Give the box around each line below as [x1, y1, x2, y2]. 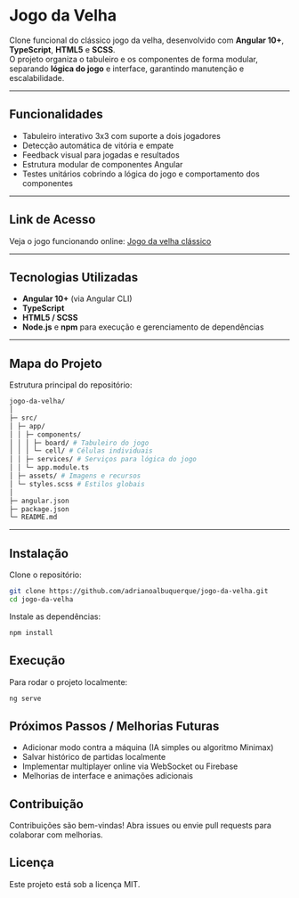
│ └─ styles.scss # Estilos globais [9, 479, 145, 488]
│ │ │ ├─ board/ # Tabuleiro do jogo [9, 438, 149, 447]
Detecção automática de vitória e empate [21, 140, 174, 151]
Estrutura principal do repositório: [9, 380, 133, 390]
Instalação [9, 545, 69, 561]
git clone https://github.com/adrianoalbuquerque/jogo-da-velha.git [9, 587, 269, 596]
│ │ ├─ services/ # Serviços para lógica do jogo [9, 455, 198, 464]
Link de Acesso [9, 212, 96, 227]
